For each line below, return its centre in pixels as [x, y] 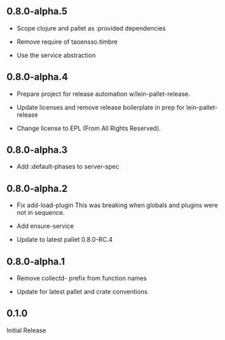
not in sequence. [41, 213]
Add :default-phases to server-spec [68, 167]
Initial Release [26, 330]
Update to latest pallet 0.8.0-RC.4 [65, 240]
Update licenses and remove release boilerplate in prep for [101, 107]
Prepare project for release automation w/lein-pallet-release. [103, 94]
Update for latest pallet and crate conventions [82, 292]
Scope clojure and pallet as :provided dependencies [91, 28]
